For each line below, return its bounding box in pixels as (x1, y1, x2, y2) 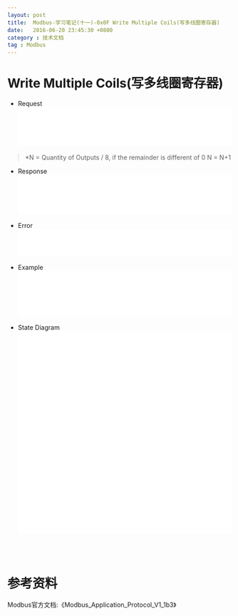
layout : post (7, 11, 46, 19)
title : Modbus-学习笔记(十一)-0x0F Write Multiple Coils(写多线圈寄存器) (7, 19, 220, 26)
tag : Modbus (7, 41, 46, 49)
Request (17, 100, 43, 108)
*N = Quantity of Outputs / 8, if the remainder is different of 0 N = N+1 (24, 153, 232, 162)
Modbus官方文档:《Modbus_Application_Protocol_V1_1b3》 (7, 600, 177, 609)
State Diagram (17, 323, 61, 331)
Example (17, 263, 44, 271)
